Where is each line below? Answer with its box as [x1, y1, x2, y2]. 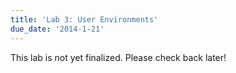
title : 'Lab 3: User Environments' [10, 14, 159, 25]
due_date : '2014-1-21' [10, 24, 105, 34]
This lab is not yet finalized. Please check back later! [10, 51, 227, 63]
